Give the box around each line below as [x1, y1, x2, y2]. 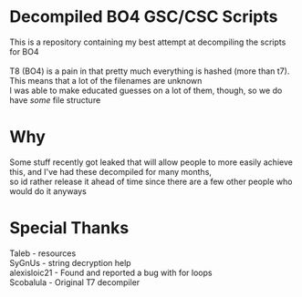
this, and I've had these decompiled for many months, [9, 166, 213, 177]
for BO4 [9, 46, 39, 56]
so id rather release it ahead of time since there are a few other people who [9, 176, 293, 187]
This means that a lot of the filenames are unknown [9, 75, 203, 86]
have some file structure [9, 94, 101, 106]
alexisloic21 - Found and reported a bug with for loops [9, 267, 213, 278]
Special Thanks [9, 218, 130, 239]
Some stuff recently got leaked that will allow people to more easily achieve [9, 157, 294, 168]
